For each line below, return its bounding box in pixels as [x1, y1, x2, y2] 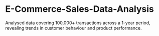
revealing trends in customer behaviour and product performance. [5, 25, 142, 31]
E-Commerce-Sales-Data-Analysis [5, 3, 154, 15]
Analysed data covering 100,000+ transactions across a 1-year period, [5, 20, 150, 26]
